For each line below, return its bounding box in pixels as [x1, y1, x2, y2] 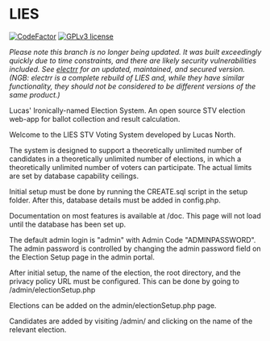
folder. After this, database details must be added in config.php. [9, 195, 221, 205]
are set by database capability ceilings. [9, 171, 139, 181]
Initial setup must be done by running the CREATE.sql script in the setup [9, 186, 248, 196]
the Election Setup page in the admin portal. [9, 252, 156, 262]
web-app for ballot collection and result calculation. [9, 114, 181, 123]
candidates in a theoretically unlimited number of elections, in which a [9, 154, 242, 164]
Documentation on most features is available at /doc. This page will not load [9, 210, 261, 220]
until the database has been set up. [9, 219, 127, 229]
